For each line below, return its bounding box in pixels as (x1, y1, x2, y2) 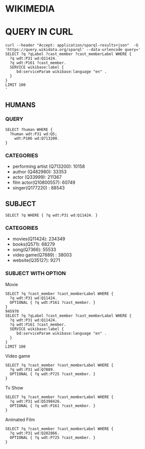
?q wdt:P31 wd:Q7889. (10, 367, 55, 372)
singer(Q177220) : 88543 (12, 185, 65, 191)
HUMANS (5, 100, 36, 109)
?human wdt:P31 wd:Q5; (10, 132, 57, 137)
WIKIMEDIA (5, 3, 55, 15)
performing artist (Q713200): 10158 (12, 163, 85, 169)
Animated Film (5, 416, 35, 422)
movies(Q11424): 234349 (12, 236, 65, 242)
